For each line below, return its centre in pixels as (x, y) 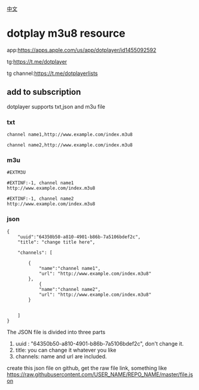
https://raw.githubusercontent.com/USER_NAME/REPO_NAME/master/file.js (100, 374)
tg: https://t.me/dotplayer (37, 61)
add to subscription (44, 92)
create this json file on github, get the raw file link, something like (87, 368)
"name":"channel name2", (70, 289)
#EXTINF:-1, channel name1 (40, 183)
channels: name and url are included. (61, 356)
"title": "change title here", (56, 242)
